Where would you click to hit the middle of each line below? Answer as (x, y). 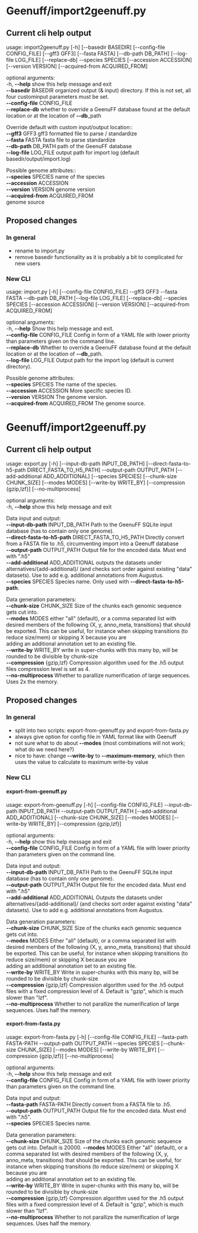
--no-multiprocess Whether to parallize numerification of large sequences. (98, 675)
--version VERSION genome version (51, 189)
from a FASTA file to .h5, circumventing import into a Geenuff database (92, 544)
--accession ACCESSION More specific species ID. (69, 391)
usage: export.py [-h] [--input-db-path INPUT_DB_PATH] (76, 463)
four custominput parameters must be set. (58, 97)
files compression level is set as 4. (48, 669)
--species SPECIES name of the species (55, 177)
